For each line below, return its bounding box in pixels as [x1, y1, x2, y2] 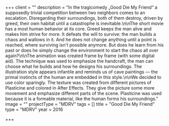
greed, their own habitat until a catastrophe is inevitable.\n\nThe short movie [5, 20, 164, 26]
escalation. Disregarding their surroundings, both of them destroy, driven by [5, 15, 163, 21]
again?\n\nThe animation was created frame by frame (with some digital [5, 53, 155, 59]
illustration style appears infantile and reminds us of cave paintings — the [5, 69, 158, 75]
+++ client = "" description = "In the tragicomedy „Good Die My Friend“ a [5, 5, 158, 10]
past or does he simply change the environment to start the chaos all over [5, 48, 159, 53]
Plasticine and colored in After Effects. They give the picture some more [5, 85, 155, 91]
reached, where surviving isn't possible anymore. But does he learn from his [5, 42, 164, 48]
